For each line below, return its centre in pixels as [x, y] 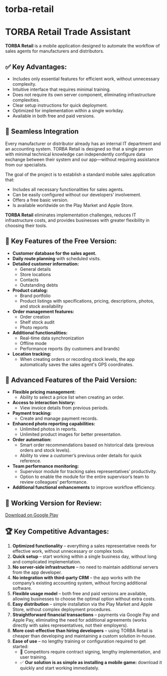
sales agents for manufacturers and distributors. [55, 51]
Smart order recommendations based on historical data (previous [87, 445]
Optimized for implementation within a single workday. [68, 110]
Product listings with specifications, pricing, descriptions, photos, [87, 301]
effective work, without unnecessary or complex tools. [68, 551]
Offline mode [33, 343]
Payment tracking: [32, 413]
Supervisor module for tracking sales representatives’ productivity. [88, 472]
